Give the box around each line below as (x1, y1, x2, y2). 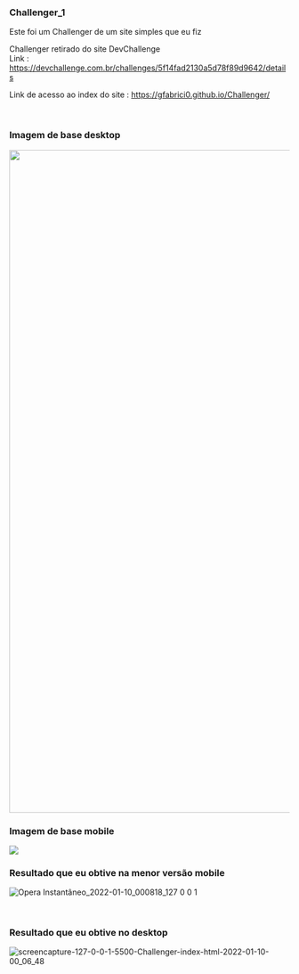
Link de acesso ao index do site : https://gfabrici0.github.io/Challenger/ (9, 89, 270, 100)
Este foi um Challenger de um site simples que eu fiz (9, 27, 202, 37)
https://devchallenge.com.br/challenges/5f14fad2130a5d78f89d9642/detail (9, 62, 287, 73)
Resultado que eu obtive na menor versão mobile (9, 866, 225, 879)
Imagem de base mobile (9, 824, 115, 837)
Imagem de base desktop (9, 129, 121, 142)
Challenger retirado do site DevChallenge (9, 44, 161, 54)
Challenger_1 (9, 6, 66, 19)
